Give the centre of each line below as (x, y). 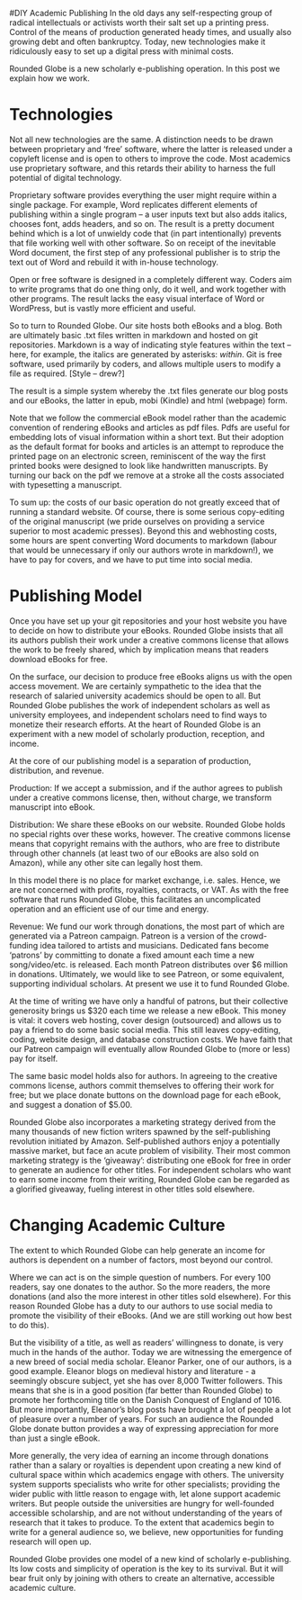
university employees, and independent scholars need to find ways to (138, 715)
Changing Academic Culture (117, 1225)
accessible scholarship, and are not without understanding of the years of (146, 1513)
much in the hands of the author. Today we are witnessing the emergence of (151, 1352)
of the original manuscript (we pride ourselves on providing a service (137, 521)
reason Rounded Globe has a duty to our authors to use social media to (141, 1306)
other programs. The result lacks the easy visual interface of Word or (137, 298)
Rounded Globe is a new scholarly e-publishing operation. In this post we (145, 68)
